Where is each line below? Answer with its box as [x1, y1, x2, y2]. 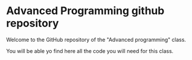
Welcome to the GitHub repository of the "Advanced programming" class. [6, 36, 186, 43]
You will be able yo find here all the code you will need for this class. [6, 47, 174, 54]
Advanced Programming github [6, 4, 165, 18]
